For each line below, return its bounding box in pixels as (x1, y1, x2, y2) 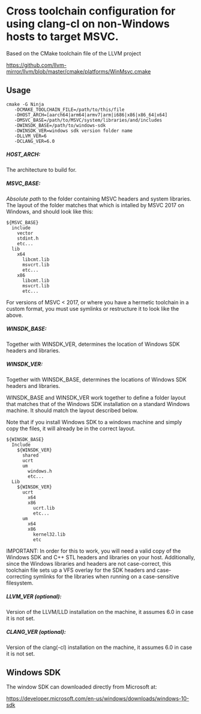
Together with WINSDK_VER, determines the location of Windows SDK (6, 340, 180, 348)
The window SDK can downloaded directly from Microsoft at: (6, 683, 157, 691)
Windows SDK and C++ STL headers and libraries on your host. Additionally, (6, 553, 196, 561)
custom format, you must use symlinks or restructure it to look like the (6, 305, 179, 312)
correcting (6, 572, 32, 580)
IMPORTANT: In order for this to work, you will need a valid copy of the (6, 547, 181, 554)
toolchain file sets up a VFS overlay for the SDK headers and (6, 566, 156, 574)
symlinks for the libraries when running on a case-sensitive (32, 572, 179, 580)
